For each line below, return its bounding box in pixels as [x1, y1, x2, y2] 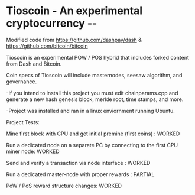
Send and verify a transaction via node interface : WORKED [6, 159, 151, 166]
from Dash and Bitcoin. [6, 60, 62, 67]
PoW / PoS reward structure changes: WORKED [6, 182, 122, 189]
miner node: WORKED [6, 148, 60, 155]
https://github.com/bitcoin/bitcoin [6, 43, 88, 50]
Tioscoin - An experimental [6, 4, 143, 18]
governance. [6, 78, 37, 85]
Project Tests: [6, 118, 40, 125]
